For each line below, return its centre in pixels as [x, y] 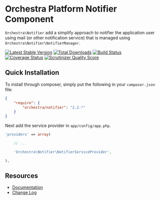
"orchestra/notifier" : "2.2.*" [54, 108]
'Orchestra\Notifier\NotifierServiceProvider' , [63, 152]
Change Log [24, 193]
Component [30, 19]
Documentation [27, 187]
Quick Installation [32, 73]
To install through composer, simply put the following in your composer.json [80, 84]
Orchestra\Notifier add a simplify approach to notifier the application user [80, 32]
